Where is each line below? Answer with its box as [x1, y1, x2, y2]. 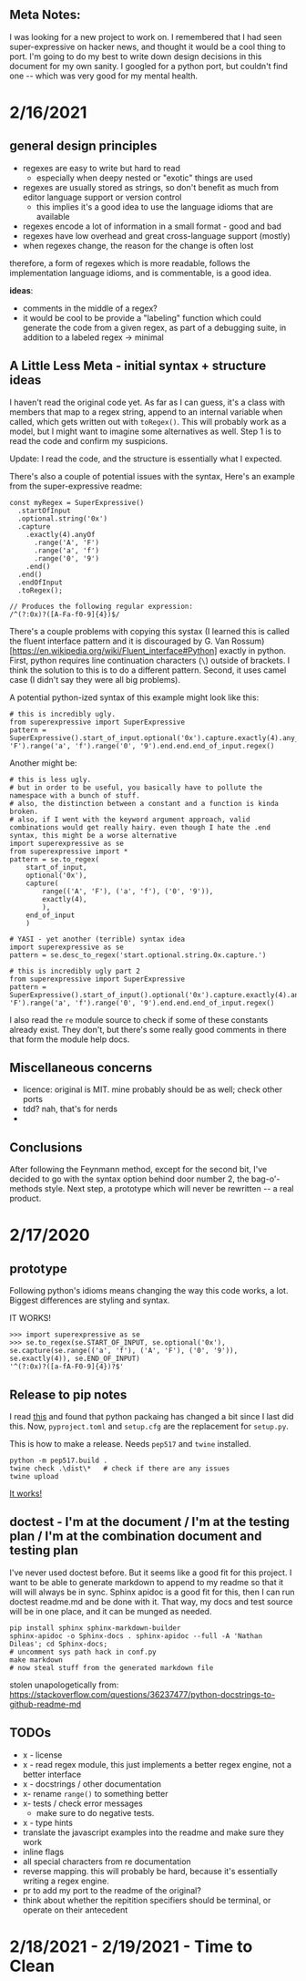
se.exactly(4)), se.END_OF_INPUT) [9, 1354, 141, 1364]
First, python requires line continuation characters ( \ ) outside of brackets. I [9, 655, 291, 665]
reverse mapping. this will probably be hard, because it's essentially [22, 1865, 278, 1876]
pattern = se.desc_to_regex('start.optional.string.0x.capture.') [9, 950, 267, 960]
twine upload [9, 1472, 59, 1481]
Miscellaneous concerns [9, 1060, 153, 1076]
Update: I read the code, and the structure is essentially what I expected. [9, 453, 282, 464]
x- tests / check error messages [22, 1798, 143, 1809]
